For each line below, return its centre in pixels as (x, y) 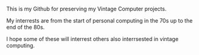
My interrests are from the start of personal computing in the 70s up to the (100, 20)
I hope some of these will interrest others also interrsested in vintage (93, 39)
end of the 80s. (26, 27)
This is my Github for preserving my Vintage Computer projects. (86, 9)
